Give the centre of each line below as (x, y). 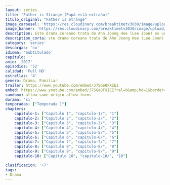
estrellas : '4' (21, 76)
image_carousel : (22, 24)
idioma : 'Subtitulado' (29, 52)
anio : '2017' (19, 62)
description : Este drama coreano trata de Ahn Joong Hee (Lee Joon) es (82, 33)
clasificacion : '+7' (27, 165)
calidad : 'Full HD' (26, 71)
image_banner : (20, 29)
